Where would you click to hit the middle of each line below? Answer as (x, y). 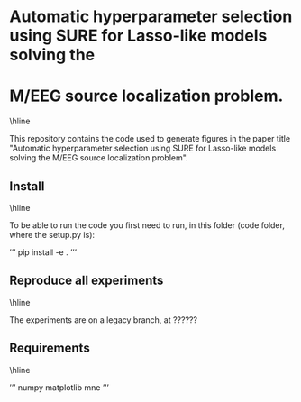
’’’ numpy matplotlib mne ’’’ (59, 387)
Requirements (50, 348)
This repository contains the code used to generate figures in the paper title (150, 139)
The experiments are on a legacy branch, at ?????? (104, 320)
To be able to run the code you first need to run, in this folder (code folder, (147, 225)
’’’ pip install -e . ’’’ (43, 252)
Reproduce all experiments (87, 281)
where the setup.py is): (52, 234)
